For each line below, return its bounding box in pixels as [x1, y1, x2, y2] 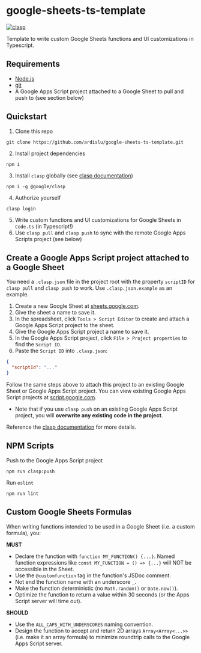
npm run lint [6, 491, 39, 497]
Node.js [14, 75, 35, 82]
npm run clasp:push [6, 468, 55, 474]
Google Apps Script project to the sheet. [14, 322, 115, 329]
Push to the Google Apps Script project [6, 456, 103, 464]
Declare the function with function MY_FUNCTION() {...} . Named [14, 553, 175, 560]
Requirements [6, 59, 60, 69]
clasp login [6, 206, 36, 212]
